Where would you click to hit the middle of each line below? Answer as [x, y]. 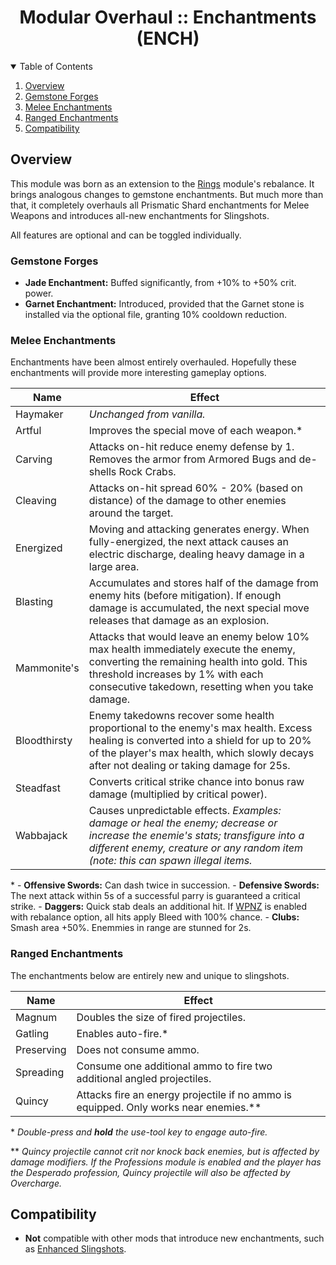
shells [102, 472]
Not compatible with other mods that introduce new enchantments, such [174, 1238]
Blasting [34, 602]
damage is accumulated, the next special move [199, 608]
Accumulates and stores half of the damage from [203, 583]
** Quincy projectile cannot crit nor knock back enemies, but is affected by [165, 1151]
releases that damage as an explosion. [179, 621]
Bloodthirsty [44, 741]
